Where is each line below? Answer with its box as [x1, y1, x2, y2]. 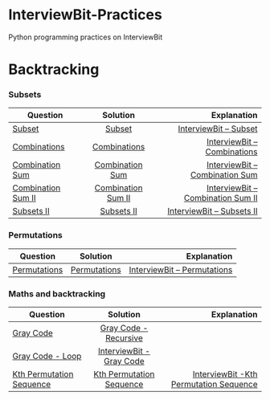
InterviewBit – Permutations [129, 263, 233, 275]
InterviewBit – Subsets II [167, 206, 258, 217]
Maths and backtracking [8, 288, 106, 299]
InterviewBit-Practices [8, 6, 162, 24]
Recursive [105, 333, 143, 344]
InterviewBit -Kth [192, 369, 258, 380]
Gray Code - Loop [12, 351, 82, 362]
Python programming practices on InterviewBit [8, 32, 163, 42]
